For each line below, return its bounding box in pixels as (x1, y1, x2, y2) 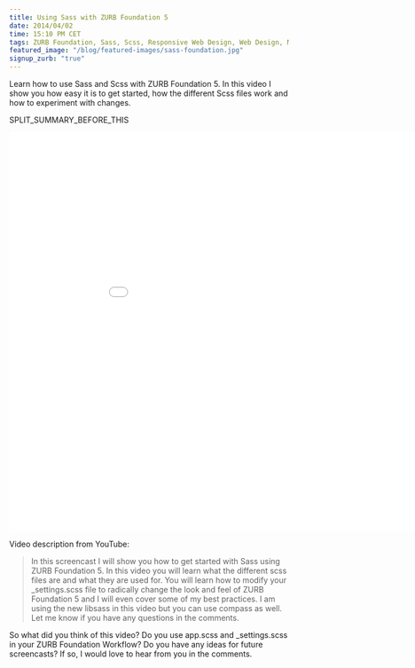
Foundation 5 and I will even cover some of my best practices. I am (30, 593, 276, 604)
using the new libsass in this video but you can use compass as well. (30, 603, 282, 613)
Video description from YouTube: (9, 538, 130, 549)
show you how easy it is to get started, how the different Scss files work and (9, 88, 288, 98)
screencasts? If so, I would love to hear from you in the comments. (9, 648, 253, 659)
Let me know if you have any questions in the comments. (30, 613, 239, 623)
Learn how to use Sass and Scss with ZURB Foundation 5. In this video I (9, 79, 272, 89)
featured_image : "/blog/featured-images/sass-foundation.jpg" (9, 46, 244, 55)
